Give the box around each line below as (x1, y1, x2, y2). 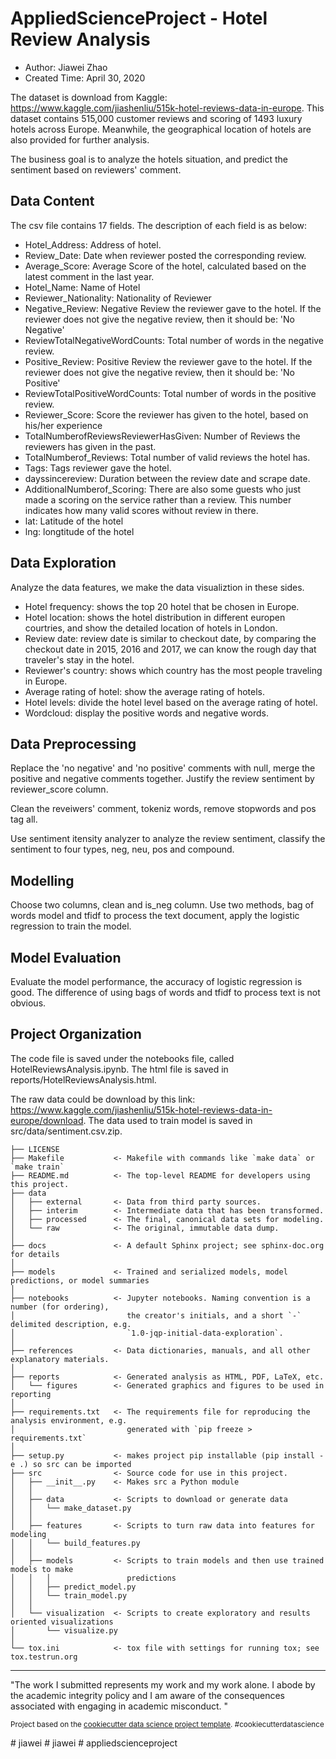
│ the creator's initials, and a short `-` (10, 1310, 302, 1321)
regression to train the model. (10, 920, 132, 932)
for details (10, 1249, 60, 1259)
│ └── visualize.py (10, 1625, 118, 1636)
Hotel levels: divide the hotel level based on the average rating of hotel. (24, 696, 318, 708)
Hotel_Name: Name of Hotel (24, 281, 141, 293)
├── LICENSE (10, 1144, 60, 1154)
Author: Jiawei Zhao (24, 61, 108, 73)
